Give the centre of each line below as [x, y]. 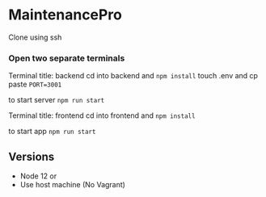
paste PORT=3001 [35, 84]
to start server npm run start [57, 100]
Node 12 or [38, 176]
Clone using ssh [35, 37]
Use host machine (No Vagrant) [72, 185]
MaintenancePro [65, 15]
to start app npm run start [52, 132]
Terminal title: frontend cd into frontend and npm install [102, 115]
